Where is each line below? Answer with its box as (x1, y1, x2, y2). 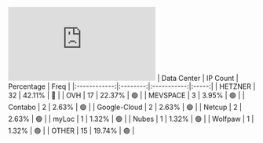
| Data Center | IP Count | (156, 74, 239, 82)
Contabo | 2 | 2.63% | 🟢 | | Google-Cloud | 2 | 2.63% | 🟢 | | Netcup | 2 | (8, 102, 242, 112)
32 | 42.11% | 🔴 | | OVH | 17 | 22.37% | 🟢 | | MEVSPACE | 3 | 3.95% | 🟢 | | (8, 90, 245, 100)
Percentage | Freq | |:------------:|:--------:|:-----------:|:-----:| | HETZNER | (8, 82, 256, 91)
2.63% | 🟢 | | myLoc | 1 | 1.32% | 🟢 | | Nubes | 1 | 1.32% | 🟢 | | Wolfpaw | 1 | (8, 114, 254, 123)
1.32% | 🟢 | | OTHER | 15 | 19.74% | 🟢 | (8, 126, 135, 135)
